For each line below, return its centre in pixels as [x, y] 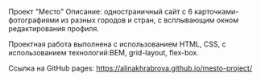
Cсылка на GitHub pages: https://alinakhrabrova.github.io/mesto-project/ [130, 68]
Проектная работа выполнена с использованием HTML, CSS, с [117, 44]
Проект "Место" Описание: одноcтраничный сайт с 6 [101, 12]
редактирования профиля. [54, 28]
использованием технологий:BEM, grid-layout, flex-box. [104, 53]
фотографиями [34, 20]
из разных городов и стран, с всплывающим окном [150, 20]
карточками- [217, 12]
